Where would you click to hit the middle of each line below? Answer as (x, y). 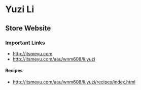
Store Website (28, 28)
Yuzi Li (20, 9)
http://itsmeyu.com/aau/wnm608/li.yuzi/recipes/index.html (74, 82)
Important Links (25, 43)
